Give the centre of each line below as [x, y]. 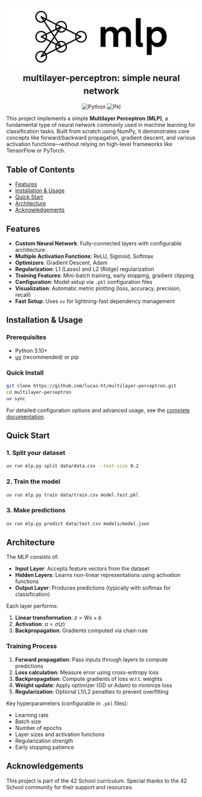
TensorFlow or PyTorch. [36, 150]
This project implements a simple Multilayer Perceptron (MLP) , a [87, 118]
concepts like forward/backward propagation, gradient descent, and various [101, 138]
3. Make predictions [36, 511]
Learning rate [32, 715]
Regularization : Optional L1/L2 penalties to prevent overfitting [92, 691]
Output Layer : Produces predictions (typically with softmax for [93, 588]
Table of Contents [41, 169]
